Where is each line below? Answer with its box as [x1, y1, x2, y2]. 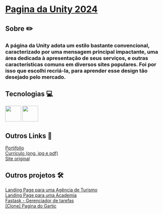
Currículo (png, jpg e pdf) [5, 150, 59, 156]
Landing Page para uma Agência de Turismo [5, 187, 97, 193]
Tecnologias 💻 [5, 89, 53, 98]
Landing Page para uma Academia [5, 192, 77, 198]
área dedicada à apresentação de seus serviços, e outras [5, 55, 148, 62]
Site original [5, 155, 30, 162]
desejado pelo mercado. [5, 73, 66, 80]
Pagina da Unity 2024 [5, 4, 98, 15]
